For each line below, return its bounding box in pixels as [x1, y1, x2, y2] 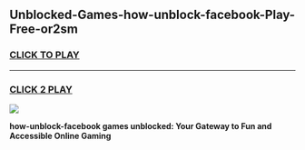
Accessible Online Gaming [9, 130, 112, 141]
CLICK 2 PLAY [9, 83, 73, 95]
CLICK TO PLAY [9, 49, 80, 62]
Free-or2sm [9, 22, 79, 37]
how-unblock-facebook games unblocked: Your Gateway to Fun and [9, 120, 272, 131]
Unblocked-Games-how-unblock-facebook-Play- [9, 7, 296, 23]
